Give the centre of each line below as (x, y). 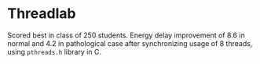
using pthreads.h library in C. (55, 52)
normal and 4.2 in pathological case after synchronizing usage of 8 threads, (130, 43)
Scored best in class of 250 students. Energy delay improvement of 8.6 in (126, 35)
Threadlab (42, 14)
